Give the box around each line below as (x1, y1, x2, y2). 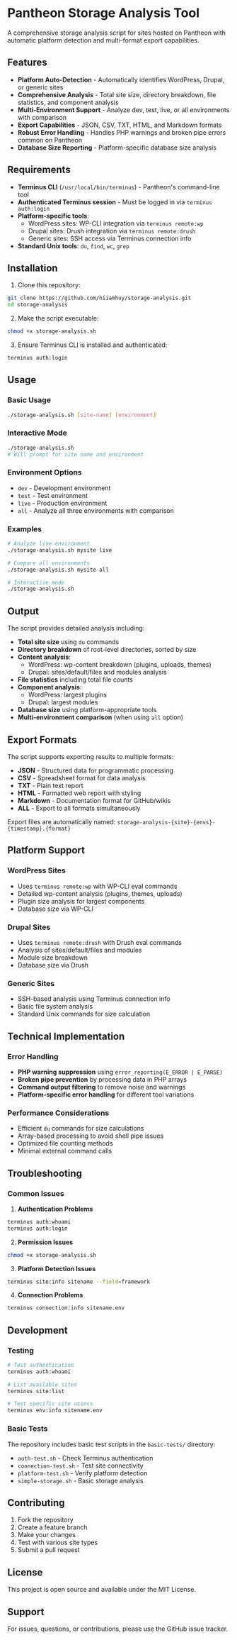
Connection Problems (17, 1291, 83, 1300)
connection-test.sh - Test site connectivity (17, 1461, 144, 1470)
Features (7, 57, 47, 69)
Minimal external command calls (17, 1147, 112, 1156)
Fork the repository (17, 1516, 74, 1524)
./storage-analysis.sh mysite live (7, 546, 112, 554)
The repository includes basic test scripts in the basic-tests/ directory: (7, 1440, 216, 1448)
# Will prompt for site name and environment (7, 450, 144, 458)
